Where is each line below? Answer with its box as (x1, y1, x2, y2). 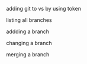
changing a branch (6, 40, 52, 46)
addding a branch (6, 28, 49, 35)
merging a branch (6, 51, 50, 58)
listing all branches (6, 17, 52, 23)
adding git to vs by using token (6, 5, 82, 12)
